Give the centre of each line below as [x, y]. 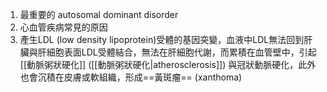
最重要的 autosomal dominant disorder [99, 14]
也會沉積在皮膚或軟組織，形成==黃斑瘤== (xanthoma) [131, 77]
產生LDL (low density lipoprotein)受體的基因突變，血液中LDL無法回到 [162, 39]
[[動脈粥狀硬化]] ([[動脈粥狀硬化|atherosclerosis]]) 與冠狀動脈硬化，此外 [168, 64]
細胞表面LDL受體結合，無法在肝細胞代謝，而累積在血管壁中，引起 [181, 52]
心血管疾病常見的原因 [63, 27]
